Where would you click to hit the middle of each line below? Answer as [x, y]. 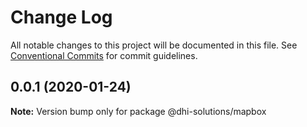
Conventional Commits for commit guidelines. [104, 55]
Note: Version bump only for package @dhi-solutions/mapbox [138, 111]
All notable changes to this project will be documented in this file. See [154, 45]
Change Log [61, 17]
